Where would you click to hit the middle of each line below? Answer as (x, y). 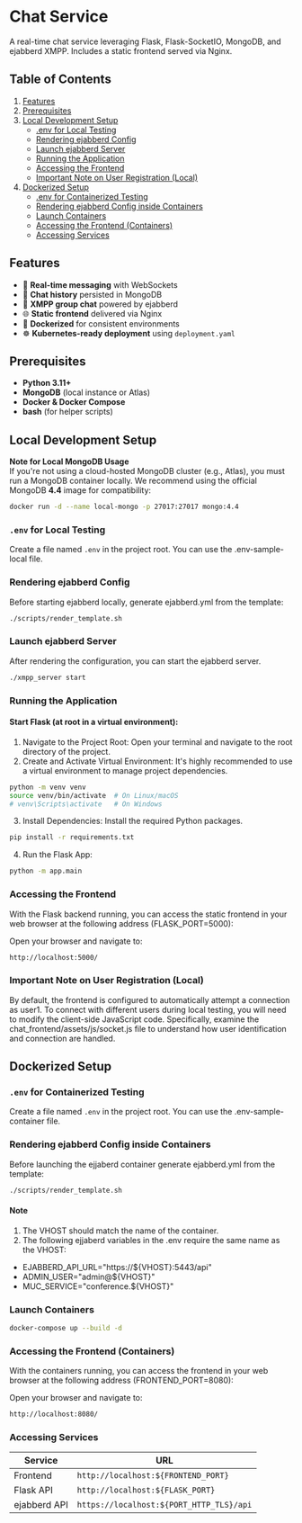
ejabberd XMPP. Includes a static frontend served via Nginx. (121, 50)
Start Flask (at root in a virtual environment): (94, 722)
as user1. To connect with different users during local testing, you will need (148, 1009)
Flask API (34, 1491)
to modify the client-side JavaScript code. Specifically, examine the (134, 1019)
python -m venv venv (48, 787)
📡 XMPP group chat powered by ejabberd (100, 304)
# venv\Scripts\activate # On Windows (86, 804)
